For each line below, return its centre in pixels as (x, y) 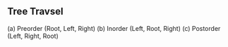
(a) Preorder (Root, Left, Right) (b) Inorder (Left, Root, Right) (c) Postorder (114, 28)
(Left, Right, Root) (33, 36)
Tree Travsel (35, 12)
